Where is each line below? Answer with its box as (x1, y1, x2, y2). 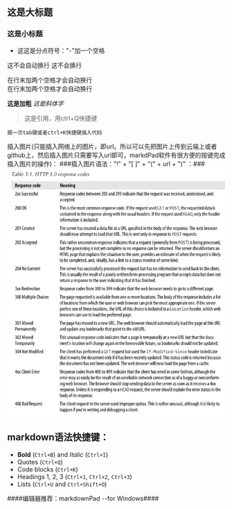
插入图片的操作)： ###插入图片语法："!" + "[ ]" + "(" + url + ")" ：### (7, 159, 206, 168)
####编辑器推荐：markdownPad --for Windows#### (7, 494, 159, 502)
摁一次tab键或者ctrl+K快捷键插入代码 (7, 129, 102, 136)
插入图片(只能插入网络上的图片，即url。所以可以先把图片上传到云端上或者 (7, 142, 217, 151)
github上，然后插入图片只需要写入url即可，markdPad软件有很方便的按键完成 (7, 151, 226, 159)
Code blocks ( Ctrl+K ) (17, 465, 78, 474)
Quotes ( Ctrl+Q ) (17, 458, 64, 466)
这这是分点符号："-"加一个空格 (17, 46, 105, 54)
